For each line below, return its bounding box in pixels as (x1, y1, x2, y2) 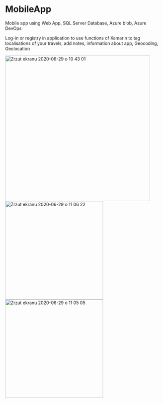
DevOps (5, 25, 22, 31)
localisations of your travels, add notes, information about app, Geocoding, (5, 40, 159, 46)
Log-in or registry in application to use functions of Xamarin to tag (5, 35, 141, 41)
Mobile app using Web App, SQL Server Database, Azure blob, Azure (5, 20, 147, 26)
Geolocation (5, 45, 30, 51)
